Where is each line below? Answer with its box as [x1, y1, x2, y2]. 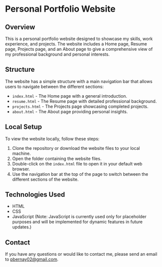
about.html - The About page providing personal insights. [12, 108, 128, 114]
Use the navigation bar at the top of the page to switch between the [12, 171, 149, 177]
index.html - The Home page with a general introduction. [12, 93, 127, 99]
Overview [5, 23, 36, 31]
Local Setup [5, 123, 42, 131]
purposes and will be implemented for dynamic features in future [12, 219, 143, 225]
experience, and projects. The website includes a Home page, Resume [5, 41, 147, 47]
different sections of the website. [12, 176, 79, 182]
